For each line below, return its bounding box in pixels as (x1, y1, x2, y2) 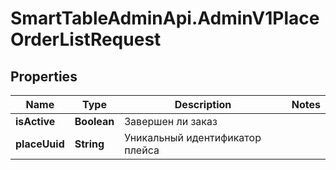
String (74, 137, 105, 151)
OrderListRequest (10, 28, 162, 51)
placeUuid (15, 137, 65, 151)
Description (174, 98, 232, 111)
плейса (124, 143, 160, 157)
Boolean (74, 115, 115, 128)
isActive (15, 115, 56, 128)
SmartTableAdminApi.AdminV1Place (10, 7, 320, 30)
